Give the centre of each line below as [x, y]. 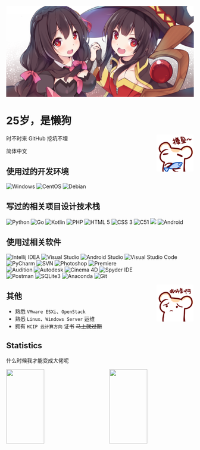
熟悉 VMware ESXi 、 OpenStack [50, 311]
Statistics [24, 346]
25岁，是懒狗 [39, 121]
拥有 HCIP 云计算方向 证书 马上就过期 [58, 326]
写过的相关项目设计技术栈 [53, 207]
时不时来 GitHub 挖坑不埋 [37, 139]
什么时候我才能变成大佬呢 [37, 361]
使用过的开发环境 [37, 172]
